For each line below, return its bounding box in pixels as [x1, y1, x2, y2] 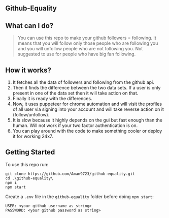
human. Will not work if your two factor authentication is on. [12, 122, 138, 129]
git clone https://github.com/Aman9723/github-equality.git [5, 171, 136, 176]
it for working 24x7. [12, 133, 53, 139]
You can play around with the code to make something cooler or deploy [12, 128, 162, 134]
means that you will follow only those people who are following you [17, 40, 158, 46]
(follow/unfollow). [12, 112, 50, 118]
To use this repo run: [5, 161, 49, 167]
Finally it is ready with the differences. [12, 96, 92, 102]
